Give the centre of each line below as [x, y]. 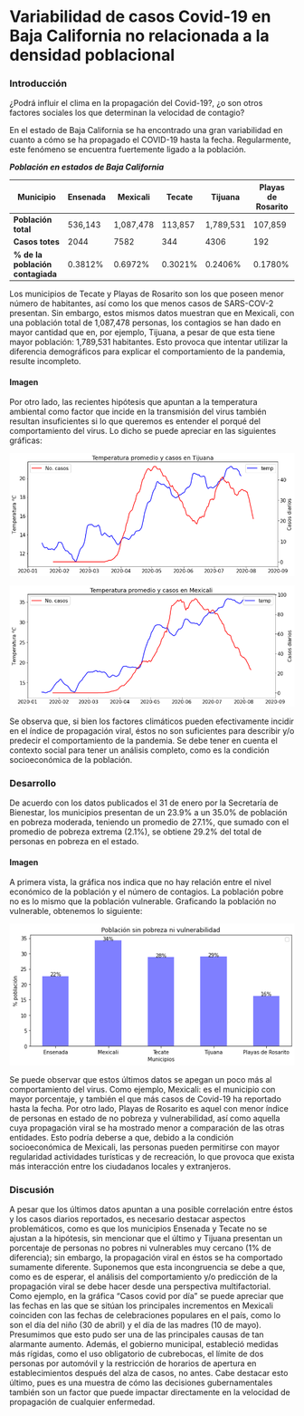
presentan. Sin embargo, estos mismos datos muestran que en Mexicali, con [152, 313]
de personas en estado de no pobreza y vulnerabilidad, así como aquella [145, 1118]
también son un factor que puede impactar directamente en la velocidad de [150, 1392]
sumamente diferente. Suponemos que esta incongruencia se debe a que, [147, 1267]
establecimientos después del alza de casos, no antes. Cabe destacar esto [149, 1373]
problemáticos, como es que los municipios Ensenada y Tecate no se [138, 1228]
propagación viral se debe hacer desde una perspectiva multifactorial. [140, 1286]
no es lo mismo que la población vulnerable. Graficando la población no [143, 901]
